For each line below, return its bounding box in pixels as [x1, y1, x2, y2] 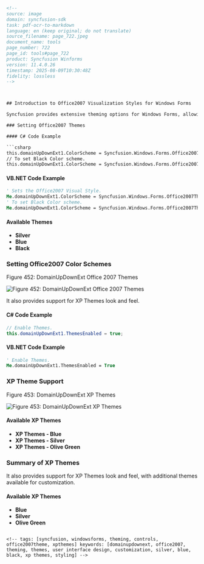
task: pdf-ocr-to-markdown [6, 22, 75, 28]
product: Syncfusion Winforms [6, 56, 83, 62]
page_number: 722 [6, 45, 50, 51]
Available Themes [6, 218, 53, 225]
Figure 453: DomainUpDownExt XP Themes [6, 391, 116, 398]
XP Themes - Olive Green [15, 443, 81, 450]
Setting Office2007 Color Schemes [6, 260, 112, 269]
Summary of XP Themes [6, 458, 80, 467]
